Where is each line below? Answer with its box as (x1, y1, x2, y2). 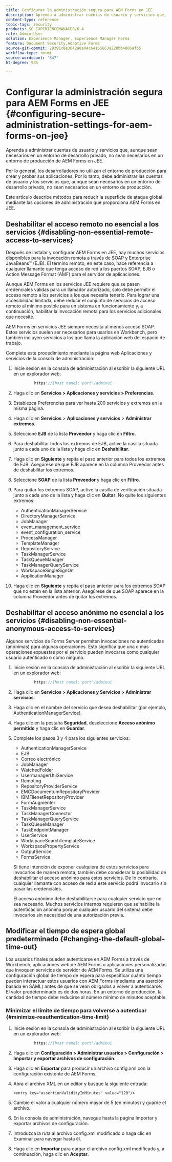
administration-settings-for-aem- (6, 119, 153, 131)
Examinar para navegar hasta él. (13, 1135, 81, 1142)
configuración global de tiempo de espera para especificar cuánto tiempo (6, 972, 162, 979)
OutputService (20, 848, 52, 855)
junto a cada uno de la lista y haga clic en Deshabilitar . (13, 446, 130, 452)
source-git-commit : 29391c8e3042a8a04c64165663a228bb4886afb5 (6, 46, 141, 51)
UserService (20, 832, 48, 838)
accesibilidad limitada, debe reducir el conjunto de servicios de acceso (6, 298, 156, 303)
